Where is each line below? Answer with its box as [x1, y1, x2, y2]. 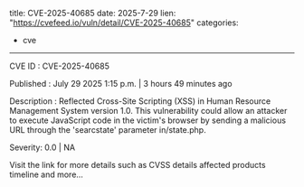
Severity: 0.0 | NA [9, 142, 75, 153]
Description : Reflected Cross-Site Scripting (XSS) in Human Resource [9, 96, 271, 107]
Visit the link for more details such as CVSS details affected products [9, 160, 266, 170]
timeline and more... [9, 169, 84, 180]
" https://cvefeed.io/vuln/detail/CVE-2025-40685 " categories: [9, 17, 239, 28]
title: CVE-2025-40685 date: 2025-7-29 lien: [9, 8, 176, 18]
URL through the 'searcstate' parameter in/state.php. [9, 125, 206, 135]
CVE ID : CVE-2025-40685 [9, 61, 110, 71]
